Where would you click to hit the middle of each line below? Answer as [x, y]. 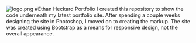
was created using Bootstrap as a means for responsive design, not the [92, 27]
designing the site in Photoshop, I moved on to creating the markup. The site [98, 21]
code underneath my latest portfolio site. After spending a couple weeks [93, 15]
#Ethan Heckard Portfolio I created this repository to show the [109, 9]
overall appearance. [30, 34]
